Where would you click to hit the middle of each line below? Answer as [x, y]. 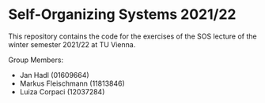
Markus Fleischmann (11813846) [72, 83]
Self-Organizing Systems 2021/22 [122, 15]
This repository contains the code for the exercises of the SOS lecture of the [132, 36]
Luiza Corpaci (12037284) [62, 91]
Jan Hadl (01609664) [54, 75]
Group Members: [36, 60]
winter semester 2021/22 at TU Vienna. [72, 44]
